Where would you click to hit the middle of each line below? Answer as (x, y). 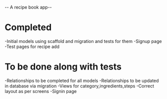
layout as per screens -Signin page (41, 91)
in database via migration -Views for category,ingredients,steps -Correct (79, 86)
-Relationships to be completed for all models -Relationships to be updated (82, 80)
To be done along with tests (63, 67)
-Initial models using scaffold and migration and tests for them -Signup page (83, 41)
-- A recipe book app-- (28, 7)
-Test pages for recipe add (32, 46)
